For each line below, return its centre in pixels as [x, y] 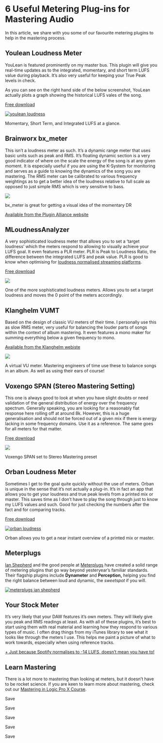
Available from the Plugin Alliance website [47, 214]
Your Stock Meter [32, 605]
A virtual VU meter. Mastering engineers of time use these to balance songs [81, 366]
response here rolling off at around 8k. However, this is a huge [67, 413]
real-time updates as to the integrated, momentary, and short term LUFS [77, 70]
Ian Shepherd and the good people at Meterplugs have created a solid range [81, 565]
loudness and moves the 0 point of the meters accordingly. [64, 295]
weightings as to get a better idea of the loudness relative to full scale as [78, 181]
